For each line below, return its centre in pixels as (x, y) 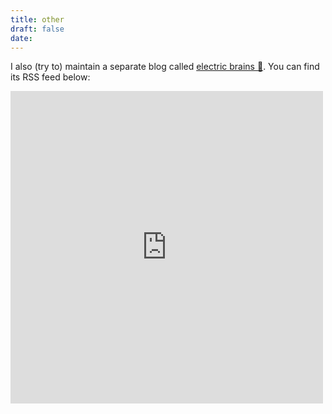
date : (21, 38)
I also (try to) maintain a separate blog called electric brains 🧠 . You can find (165, 67)
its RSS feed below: (50, 77)
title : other (37, 19)
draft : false (37, 29)
